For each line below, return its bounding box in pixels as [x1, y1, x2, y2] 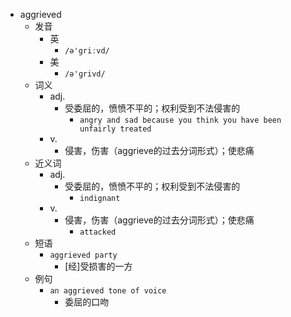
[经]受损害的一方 [64, 260, 133, 272]
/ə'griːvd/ [64, 46, 110, 56]
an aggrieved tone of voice [49, 286, 167, 296]
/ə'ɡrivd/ [64, 69, 106, 79]
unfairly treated [79, 124, 152, 134]
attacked [79, 227, 117, 237]
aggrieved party [49, 250, 118, 260]
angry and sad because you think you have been [79, 115, 282, 125]
